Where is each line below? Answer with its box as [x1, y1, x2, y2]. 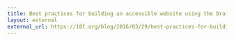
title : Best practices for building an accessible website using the [7, 10, 214, 17]
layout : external [7, 17, 58, 24]
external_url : [7, 23, 49, 30]
